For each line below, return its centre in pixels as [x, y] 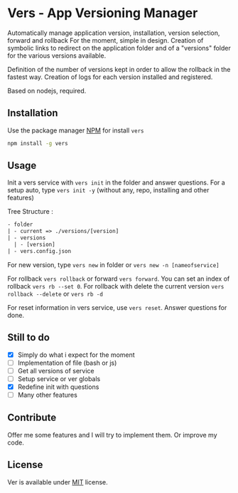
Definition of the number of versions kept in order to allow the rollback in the [119, 69]
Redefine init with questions [58, 387]
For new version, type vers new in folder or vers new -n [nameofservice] [113, 264]
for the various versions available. [57, 56]
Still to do [28, 337]
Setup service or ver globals [59, 378]
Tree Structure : [30, 212]
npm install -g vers [38, 143]
